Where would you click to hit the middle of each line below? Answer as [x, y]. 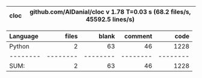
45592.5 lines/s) [110, 19]
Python [20, 46]
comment [138, 36]
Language [24, 36]
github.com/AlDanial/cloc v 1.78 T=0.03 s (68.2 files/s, [110, 12]
